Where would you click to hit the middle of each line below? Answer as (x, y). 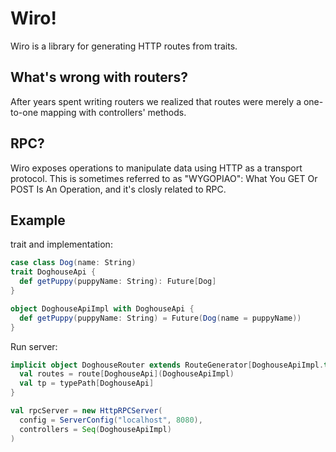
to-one (24, 112)
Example (38, 220)
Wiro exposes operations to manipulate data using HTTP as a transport (156, 168)
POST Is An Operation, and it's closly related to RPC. (118, 189)
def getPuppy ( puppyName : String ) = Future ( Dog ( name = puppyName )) (160, 318)
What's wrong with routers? (99, 77)
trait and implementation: (61, 244)
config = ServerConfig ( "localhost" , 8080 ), (111, 420)
